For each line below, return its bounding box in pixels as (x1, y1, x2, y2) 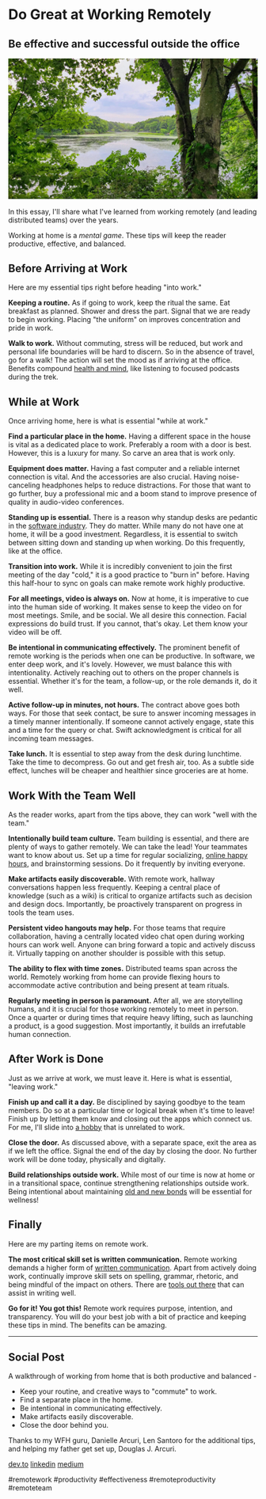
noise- (218, 472, 240, 482)
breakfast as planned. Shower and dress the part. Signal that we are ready (8, 306, 251, 316)
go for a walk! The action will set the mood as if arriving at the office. (8, 355, 233, 365)
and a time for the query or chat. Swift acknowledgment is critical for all (8, 726, 241, 735)
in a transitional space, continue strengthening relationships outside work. (8, 1178, 249, 1188)
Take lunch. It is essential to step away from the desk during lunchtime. (8, 749, 242, 759)
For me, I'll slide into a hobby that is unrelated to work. (8, 1122, 185, 1132)
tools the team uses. (8, 908, 74, 917)
